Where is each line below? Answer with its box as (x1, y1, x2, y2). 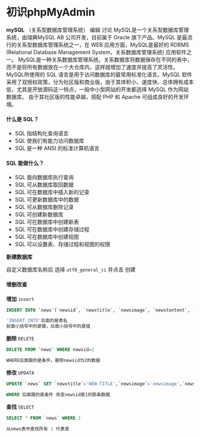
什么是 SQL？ (6, 116, 39, 123)
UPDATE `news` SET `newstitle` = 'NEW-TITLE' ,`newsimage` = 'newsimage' (6, 380, 180, 387)
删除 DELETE (6, 335, 35, 342)
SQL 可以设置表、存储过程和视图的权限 (14, 241, 111, 248)
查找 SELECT (6, 403, 35, 410)
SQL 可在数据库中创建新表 (14, 218, 79, 226)
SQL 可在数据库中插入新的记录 (14, 189, 90, 196)
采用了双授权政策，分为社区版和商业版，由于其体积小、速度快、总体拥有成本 (6, 78, 194, 85)
